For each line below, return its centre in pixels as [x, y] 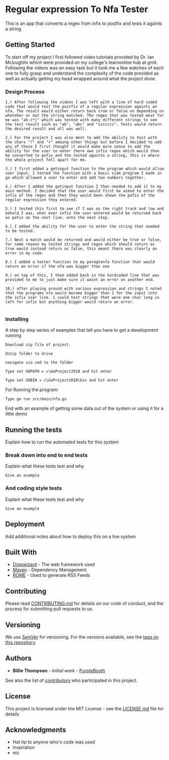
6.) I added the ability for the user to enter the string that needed [82, 227]
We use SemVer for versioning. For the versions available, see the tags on [82, 637]
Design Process [25, 91]
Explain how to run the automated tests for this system [62, 442]
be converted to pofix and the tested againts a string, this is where [82, 156]
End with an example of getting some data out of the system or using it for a [84, 408]
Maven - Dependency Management [50, 570]
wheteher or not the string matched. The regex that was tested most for [85, 116]
